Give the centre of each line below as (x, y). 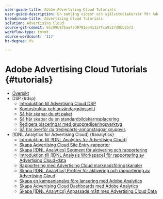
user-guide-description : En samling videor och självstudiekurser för (78, 14)
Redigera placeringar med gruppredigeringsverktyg (71, 124)
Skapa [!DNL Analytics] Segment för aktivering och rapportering (83, 150)
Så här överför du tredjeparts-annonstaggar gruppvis (73, 129)
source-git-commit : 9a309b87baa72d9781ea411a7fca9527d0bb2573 (69, 28)
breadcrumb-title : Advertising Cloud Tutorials (54, 18)
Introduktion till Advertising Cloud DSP (57, 103)
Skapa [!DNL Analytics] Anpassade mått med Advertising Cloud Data (88, 191)
